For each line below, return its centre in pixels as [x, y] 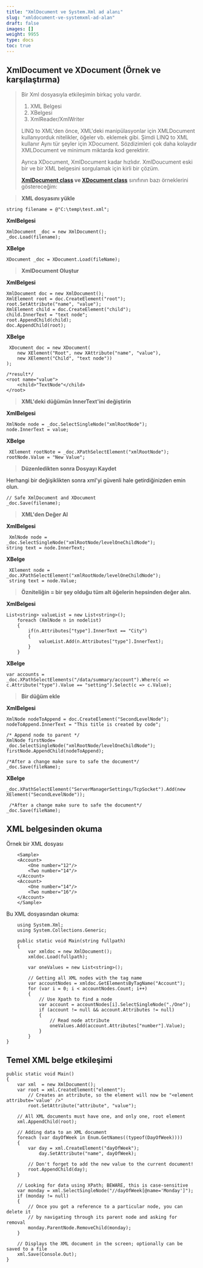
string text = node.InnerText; [46, 548]
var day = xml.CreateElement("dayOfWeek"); [84, 1149]
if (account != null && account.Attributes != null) [106, 1010]
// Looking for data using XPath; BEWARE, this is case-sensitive [103, 1186]
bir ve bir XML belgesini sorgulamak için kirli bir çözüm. [90, 168]
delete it [19, 1212]
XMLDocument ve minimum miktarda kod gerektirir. [85, 150]
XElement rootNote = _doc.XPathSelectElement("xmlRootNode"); [89, 452]
